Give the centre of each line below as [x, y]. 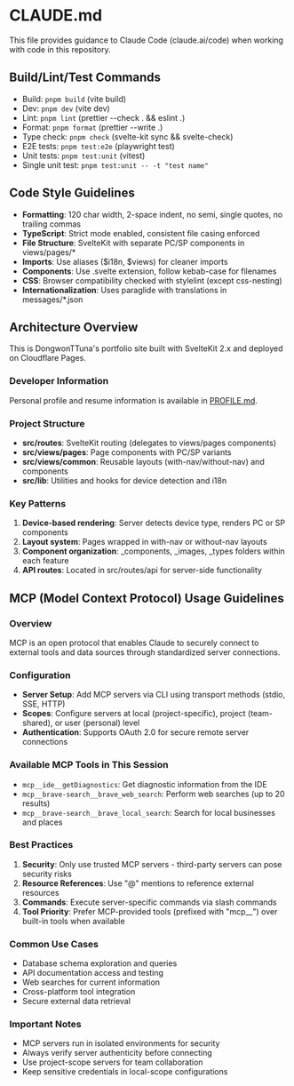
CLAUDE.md [56, 16]
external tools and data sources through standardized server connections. [145, 652]
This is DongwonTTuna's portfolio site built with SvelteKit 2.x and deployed [146, 348]
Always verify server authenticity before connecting [117, 1053]
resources [40, 892]
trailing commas [52, 224]
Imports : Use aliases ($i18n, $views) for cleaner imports [125, 261]
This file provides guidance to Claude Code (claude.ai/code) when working [147, 40]
